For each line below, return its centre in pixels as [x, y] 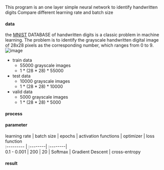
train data [22, 60]
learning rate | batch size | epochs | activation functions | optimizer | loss [80, 136]
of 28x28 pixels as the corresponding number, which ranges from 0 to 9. [80, 45]
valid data [22, 92]
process [14, 113]
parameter [16, 125]
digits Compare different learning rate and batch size [59, 12]
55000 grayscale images [45, 65]
